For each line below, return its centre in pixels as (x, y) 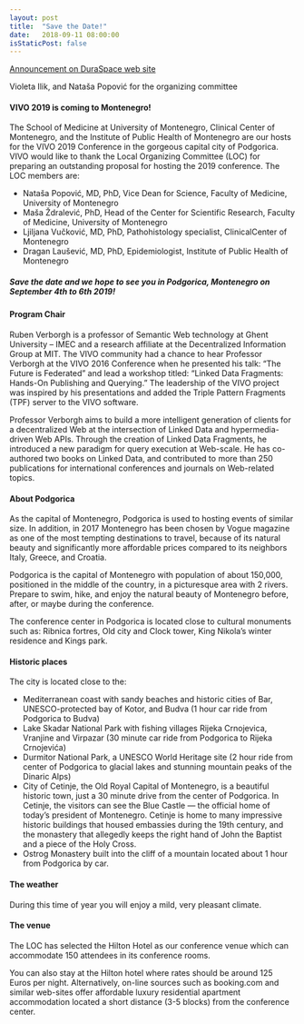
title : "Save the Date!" (58, 26)
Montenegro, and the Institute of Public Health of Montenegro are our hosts (151, 137)
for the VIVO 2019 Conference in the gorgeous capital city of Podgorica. (144, 147)
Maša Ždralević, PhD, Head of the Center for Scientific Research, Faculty (159, 213)
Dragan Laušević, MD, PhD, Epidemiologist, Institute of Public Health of (155, 252)
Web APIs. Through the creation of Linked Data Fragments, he (151, 439)
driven (21, 439)
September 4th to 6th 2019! (63, 292)
